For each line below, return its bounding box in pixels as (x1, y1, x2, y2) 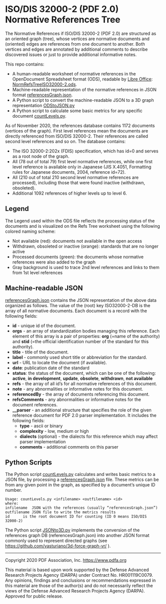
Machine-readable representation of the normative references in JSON (12, 86, 157, 92)
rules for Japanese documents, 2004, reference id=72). (12, 169, 126, 175)
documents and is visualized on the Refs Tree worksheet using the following (5, 223, 160, 229)
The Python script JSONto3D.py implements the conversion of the (5, 527, 140, 533)
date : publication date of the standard (12, 365, 90, 371)
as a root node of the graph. (12, 153, 70, 159)
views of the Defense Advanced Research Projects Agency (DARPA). (5, 588, 145, 594)
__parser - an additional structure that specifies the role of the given (12, 407, 152, 413)
